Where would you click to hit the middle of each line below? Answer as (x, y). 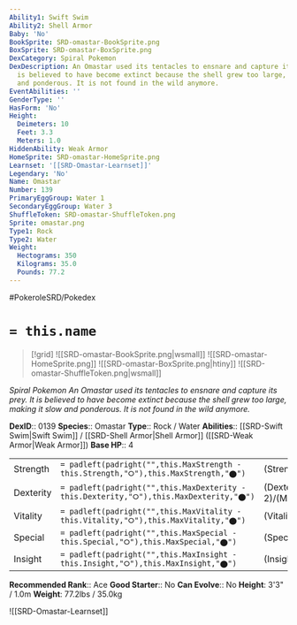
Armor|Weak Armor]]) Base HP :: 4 (72, 445)
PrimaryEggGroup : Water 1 (57, 198)
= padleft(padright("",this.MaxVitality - (151, 511)
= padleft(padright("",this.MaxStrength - (151, 464)
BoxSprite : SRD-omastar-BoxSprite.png (80, 50)
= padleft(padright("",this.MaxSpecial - (148, 533)
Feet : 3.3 (35, 133)
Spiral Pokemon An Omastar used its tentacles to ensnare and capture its (143, 390)
